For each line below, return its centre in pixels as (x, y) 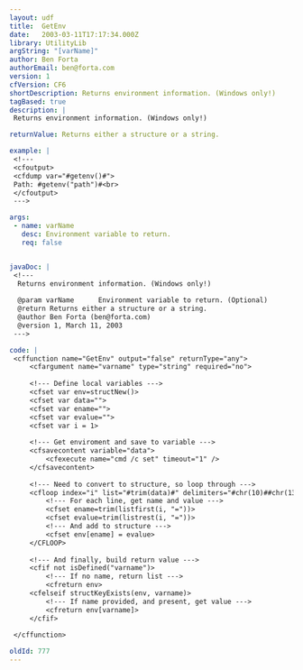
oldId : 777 (30, 652)
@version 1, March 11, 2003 (70, 326)
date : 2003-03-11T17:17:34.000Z (74, 34)
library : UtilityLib (48, 43)
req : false (42, 243)
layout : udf (32, 18)
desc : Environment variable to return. (96, 234)
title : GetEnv (38, 26)
